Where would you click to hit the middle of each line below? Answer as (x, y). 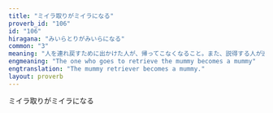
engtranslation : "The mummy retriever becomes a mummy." (107, 69)
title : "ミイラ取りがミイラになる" (61, 16)
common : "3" (28, 46)
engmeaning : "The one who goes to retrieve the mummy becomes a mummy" (132, 62)
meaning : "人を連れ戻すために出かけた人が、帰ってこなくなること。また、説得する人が (135, 54)
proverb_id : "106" (39, 24)
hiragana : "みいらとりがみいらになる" (67, 39)
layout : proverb (36, 76)
